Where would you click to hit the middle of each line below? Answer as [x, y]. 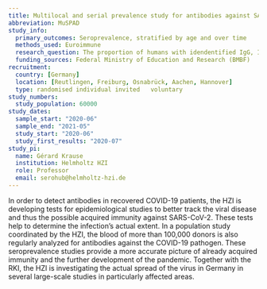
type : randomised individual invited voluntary [99, 89]
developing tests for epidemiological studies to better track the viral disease [132, 209]
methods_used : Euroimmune [58, 45]
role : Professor [42, 171]
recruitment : [30, 67]
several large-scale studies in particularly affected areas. [101, 276]
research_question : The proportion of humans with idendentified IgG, [135, 52]
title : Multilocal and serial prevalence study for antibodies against [129, 15]
